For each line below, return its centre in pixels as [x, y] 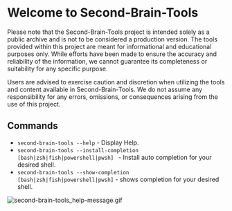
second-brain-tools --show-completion [73, 172]
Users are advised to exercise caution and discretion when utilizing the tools [116, 82]
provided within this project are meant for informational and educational [109, 46]
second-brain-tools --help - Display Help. [78, 143]
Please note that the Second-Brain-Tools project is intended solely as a [108, 32]
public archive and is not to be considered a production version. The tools [113, 39]
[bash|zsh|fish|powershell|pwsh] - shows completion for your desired [118, 179]
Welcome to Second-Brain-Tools [103, 13]
